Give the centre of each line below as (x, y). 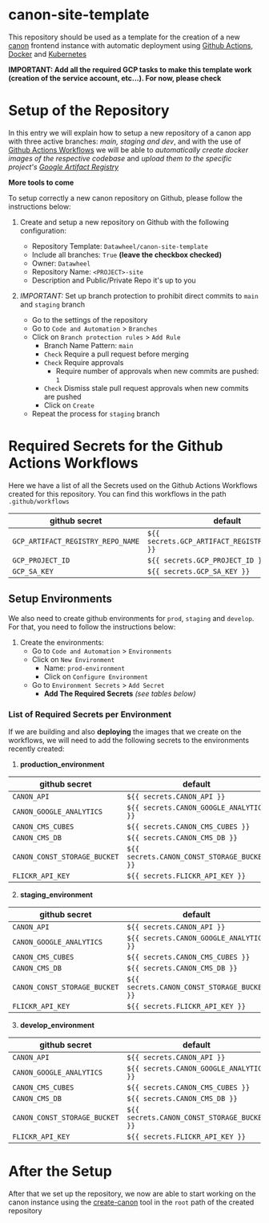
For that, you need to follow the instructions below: (92, 627)
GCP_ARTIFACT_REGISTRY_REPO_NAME (76, 541)
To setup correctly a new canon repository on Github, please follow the (125, 197)
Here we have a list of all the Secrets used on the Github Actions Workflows (133, 485)
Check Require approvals (84, 362)
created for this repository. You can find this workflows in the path (117, 494)
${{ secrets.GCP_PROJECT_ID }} (207, 560)
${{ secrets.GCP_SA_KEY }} (199, 571)
